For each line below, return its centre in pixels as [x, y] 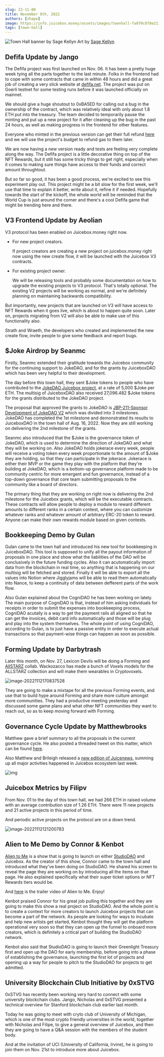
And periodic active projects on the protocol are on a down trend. [71, 819]
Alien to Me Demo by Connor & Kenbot [64, 844]
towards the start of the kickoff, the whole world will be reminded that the [79, 194]
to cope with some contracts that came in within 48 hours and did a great [79, 79]
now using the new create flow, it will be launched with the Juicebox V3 [84, 256]
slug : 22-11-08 [20, 10]
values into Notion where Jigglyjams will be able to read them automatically [81, 578]
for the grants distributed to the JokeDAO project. [55, 398]
